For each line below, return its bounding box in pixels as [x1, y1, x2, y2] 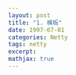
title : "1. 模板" [8, 19, 63, 27]
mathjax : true [8, 55, 55, 63]
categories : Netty [8, 33, 68, 41]
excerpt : [8, 48, 37, 55]
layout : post [8, 11, 51, 20]
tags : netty [8, 41, 47, 48]
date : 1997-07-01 [8, 26, 65, 34]
